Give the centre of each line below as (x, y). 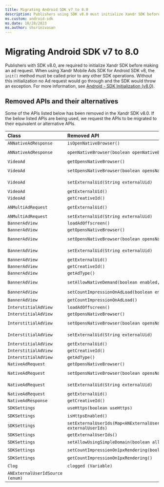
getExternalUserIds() (92, 435)
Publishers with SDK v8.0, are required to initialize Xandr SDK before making (82, 65)
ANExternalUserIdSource (35, 473)
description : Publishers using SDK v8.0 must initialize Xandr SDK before (83, 14)
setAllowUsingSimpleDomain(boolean (109, 442)
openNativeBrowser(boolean (99, 152)
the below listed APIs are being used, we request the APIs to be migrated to (81, 118)
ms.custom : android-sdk (29, 19)
